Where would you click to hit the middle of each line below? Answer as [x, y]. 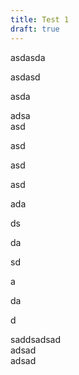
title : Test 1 [40, 19]
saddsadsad [36, 339]
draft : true [35, 29]
